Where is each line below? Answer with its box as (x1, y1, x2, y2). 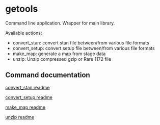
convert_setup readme (5, 94, 52, 100)
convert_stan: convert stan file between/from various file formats (12, 39, 149, 46)
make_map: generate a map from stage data (12, 51, 106, 57)
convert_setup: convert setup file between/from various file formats (12, 45, 155, 51)
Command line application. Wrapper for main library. (5, 20, 115, 26)
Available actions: (5, 30, 42, 36)
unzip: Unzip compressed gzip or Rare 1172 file (12, 56, 111, 62)
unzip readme (5, 114, 35, 120)
